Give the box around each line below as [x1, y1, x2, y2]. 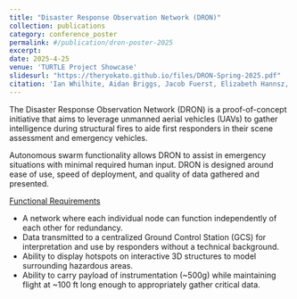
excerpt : [9, 46, 42, 55]
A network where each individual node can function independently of [21, 212, 277, 223]
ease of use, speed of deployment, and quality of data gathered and [9, 169, 260, 179]
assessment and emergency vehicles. [9, 132, 149, 143]
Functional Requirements [9, 195, 101, 206]
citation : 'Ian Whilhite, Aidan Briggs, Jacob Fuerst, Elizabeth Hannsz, [9, 79, 290, 88]
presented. [9, 178, 49, 188]
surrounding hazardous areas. [21, 260, 134, 270]
